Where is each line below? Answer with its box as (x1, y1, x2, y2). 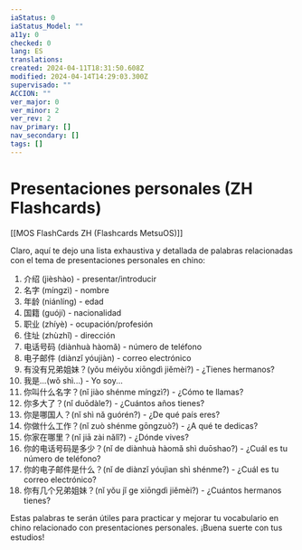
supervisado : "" (10, 81, 71, 90)
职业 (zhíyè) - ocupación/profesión (23, 318, 154, 329)
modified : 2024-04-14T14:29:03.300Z (10, 72, 148, 81)
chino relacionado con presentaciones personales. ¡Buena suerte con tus (10, 522, 283, 533)
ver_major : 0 (10, 97, 60, 107)
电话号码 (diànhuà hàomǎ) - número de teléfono (23, 341, 203, 352)
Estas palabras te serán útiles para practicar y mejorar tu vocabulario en (10, 512, 279, 523)
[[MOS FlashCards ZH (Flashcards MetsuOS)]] (10, 227, 184, 238)
